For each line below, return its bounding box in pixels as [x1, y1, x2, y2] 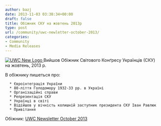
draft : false [5, 16, 32, 21]
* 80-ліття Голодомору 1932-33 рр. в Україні [9, 85, 104, 91]
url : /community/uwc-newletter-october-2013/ [5, 30, 99, 35]
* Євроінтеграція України [9, 81, 63, 86]
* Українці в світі [9, 99, 49, 103]
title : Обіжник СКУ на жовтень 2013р [5, 21, 82, 26]
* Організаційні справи [9, 90, 58, 95]
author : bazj [5, 7, 32, 12]
